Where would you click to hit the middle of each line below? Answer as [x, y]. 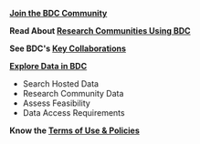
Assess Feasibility [57, 103]
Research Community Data [73, 93]
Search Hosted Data [60, 84]
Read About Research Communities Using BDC [100, 31]
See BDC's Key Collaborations [68, 48]
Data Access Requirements [74, 113]
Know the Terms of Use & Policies [74, 130]
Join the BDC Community [58, 13]
